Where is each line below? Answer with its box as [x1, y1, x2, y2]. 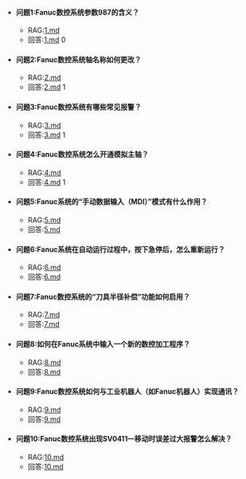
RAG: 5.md [27, 215, 61, 225]
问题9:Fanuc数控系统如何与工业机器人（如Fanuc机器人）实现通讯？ [15, 387, 240, 396]
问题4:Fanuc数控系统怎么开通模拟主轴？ [15, 150, 149, 159]
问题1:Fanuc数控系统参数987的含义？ [15, 7, 139, 17]
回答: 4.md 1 [27, 177, 66, 186]
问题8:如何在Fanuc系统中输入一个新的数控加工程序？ [15, 340, 191, 349]
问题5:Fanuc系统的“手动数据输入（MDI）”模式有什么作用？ [15, 197, 209, 206]
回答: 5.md [27, 225, 61, 234]
